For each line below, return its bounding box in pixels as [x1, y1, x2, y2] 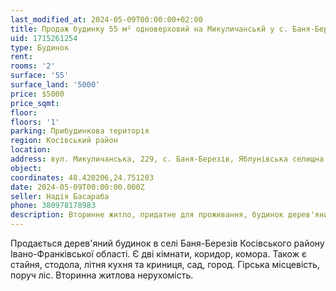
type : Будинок [10, 42, 70, 53]
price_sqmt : [10, 98, 60, 108]
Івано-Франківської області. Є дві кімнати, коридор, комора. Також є [10, 248, 307, 260]
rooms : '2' [10, 61, 56, 71]
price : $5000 [10, 89, 65, 99]
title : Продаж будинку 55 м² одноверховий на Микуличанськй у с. [10, 24, 288, 34]
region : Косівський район [10, 136, 118, 146]
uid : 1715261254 [10, 33, 78, 43]
